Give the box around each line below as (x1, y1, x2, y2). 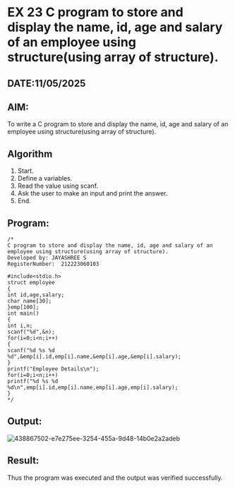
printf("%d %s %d (7, 378, 59, 385)
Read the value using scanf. (17, 181, 99, 191)
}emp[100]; (7, 304, 40, 311)
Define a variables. (17, 174, 73, 183)
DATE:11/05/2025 (7, 77, 86, 89)
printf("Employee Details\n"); (7, 366, 100, 373)
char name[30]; (7, 298, 52, 305)
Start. (17, 167, 34, 175)
